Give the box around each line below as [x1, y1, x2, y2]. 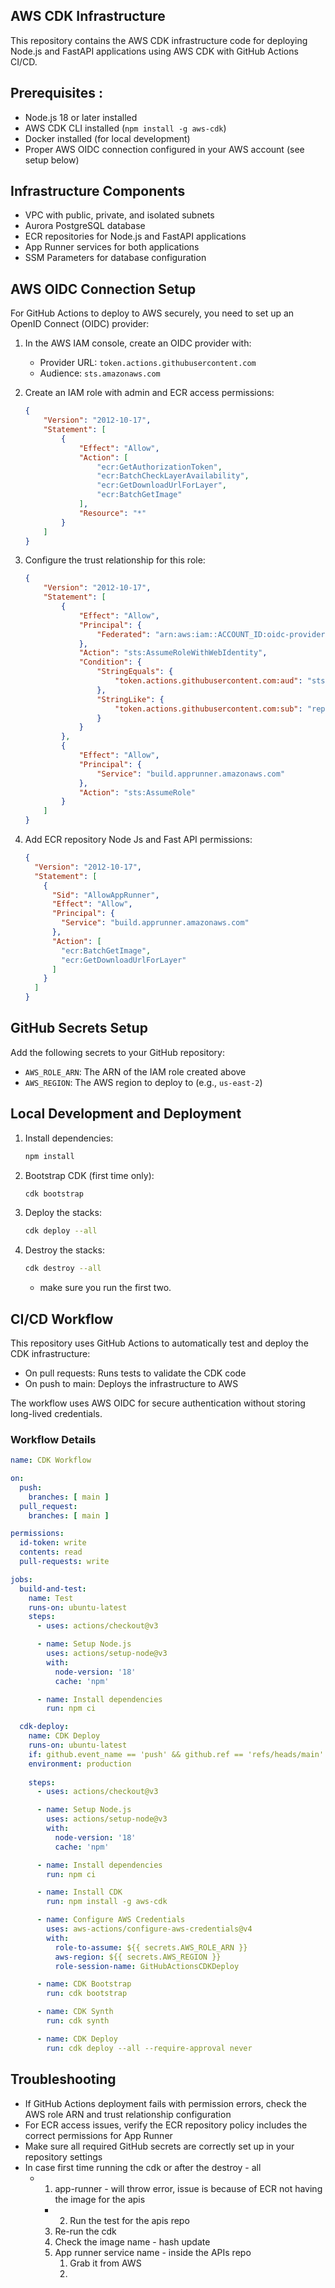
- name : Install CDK [36, 1887, 123, 1898]
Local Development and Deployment [10, 1105, 242, 1123]
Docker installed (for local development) [24, 132, 191, 144]
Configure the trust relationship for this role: [24, 554, 206, 566]
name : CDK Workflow [10, 1455, 92, 1466]
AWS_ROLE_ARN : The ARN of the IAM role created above [24, 1065, 247, 1078]
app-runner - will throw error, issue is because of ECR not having [54, 2182, 323, 2194]
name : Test [28, 1593, 74, 1603]
